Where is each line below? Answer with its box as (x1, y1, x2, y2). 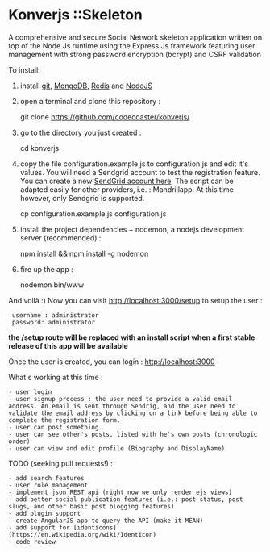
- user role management (8, 481, 89, 489)
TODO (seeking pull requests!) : (8, 458, 113, 468)
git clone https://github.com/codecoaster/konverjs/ (19, 111, 190, 122)
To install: (8, 65, 40, 74)
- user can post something (8, 423, 99, 431)
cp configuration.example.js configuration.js (19, 208, 167, 219)
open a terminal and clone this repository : (19, 96, 161, 106)
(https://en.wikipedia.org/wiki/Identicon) (8, 530, 157, 538)
